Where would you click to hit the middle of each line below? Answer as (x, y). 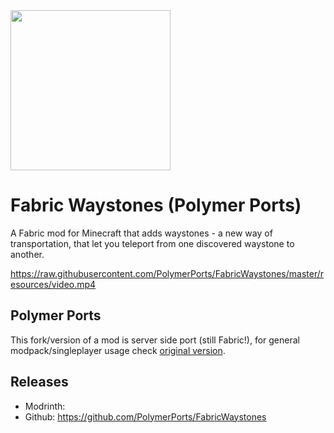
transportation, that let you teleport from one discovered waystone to (152, 243)
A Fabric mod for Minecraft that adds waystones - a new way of (141, 233)
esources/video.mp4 (53, 284)
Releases (39, 382)
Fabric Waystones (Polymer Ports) (156, 205)
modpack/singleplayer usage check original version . (118, 350)
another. (27, 254)
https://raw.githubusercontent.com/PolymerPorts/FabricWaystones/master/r (167, 273)
